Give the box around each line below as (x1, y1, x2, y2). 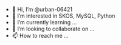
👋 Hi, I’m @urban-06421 (12, 6, 73, 13)
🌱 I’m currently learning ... (12, 19, 77, 26)
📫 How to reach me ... (12, 32, 69, 39)
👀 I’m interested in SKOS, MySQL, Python (12, 12, 116, 19)
